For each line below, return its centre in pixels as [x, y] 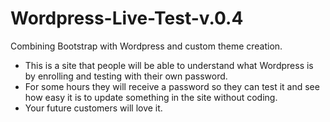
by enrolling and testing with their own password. [126, 76]
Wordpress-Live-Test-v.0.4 [127, 18]
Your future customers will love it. [93, 108]
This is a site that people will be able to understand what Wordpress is [169, 65]
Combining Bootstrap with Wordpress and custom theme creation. [146, 46]
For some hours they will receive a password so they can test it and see [172, 86]
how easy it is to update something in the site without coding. [151, 97]
